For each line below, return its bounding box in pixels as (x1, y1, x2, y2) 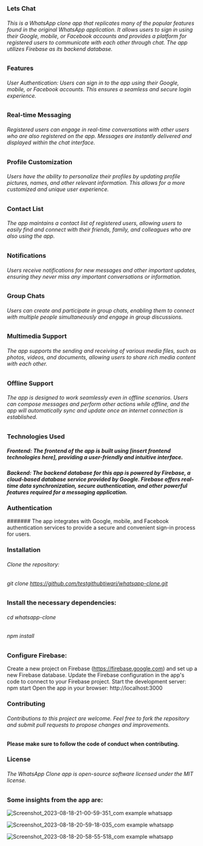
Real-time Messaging (7, 111, 72, 119)
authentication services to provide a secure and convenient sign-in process (7, 524, 196, 532)
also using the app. (7, 232, 55, 240)
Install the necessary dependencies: (7, 598, 117, 607)
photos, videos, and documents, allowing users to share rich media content (7, 353, 196, 361)
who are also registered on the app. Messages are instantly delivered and (7, 132, 192, 139)
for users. (7, 530, 31, 538)
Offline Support (7, 379, 54, 387)
